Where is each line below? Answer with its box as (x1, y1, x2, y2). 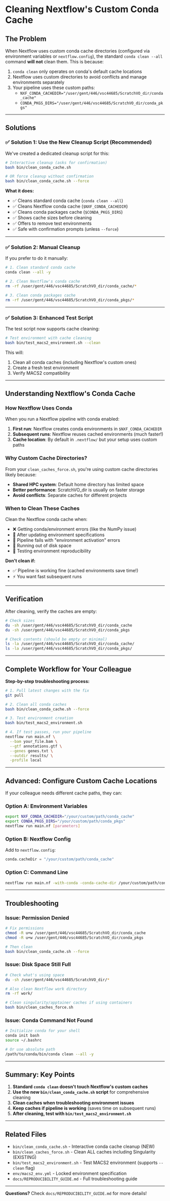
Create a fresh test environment (12, 365, 79, 371)
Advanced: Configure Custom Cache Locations (5, 776, 158, 785)
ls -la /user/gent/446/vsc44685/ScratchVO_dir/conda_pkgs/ (5, 646, 133, 651)
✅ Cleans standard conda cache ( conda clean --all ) (12, 197, 123, 204)
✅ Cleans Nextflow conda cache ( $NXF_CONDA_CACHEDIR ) (12, 204, 128, 210)
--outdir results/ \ (10, 753, 53, 758)
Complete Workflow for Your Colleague (5, 665, 132, 673)
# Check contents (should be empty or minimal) (5, 636, 108, 642)
